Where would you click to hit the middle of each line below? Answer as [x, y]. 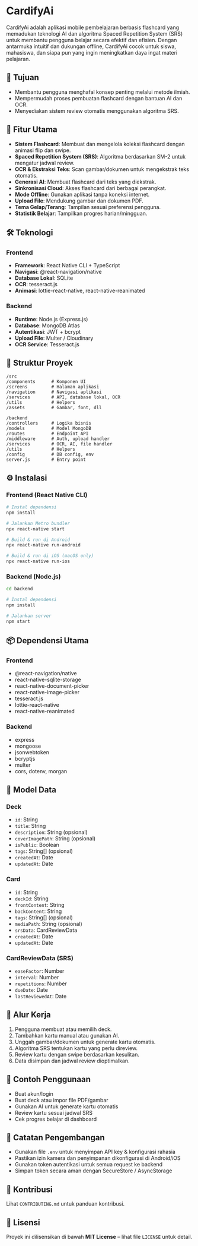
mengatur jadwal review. [45, 163]
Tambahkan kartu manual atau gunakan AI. [67, 1035]
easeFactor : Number [39, 971]
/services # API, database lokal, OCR [63, 397]
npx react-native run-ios [38, 562]
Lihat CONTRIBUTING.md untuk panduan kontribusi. [66, 1204]
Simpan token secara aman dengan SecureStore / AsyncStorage [93, 1171]
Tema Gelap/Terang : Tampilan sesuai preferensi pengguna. [88, 207]
